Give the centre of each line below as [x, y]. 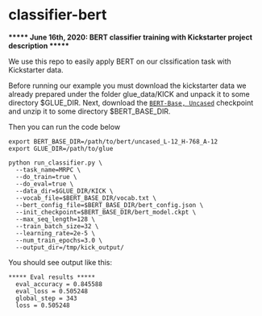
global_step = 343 [47, 298]
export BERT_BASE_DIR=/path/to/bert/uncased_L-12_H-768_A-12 [113, 141]
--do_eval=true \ [45, 184]
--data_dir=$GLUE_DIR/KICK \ [64, 191]
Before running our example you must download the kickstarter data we [128, 85]
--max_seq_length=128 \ [55, 219]
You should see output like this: [60, 262]
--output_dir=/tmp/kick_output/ [70, 247]
